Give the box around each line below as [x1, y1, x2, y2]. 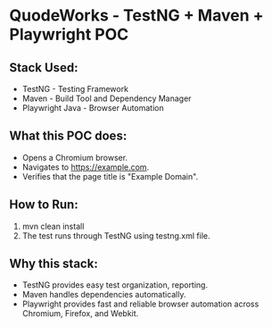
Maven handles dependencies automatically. [21, 289, 186, 300]
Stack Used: [9, 60, 78, 75]
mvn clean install [21, 221, 85, 231]
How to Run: [9, 197, 78, 213]
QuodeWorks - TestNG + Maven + [9, 5, 264, 26]
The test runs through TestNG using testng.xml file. [21, 230, 210, 241]
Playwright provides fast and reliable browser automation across [21, 298, 260, 309]
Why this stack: [9, 256, 98, 272]
